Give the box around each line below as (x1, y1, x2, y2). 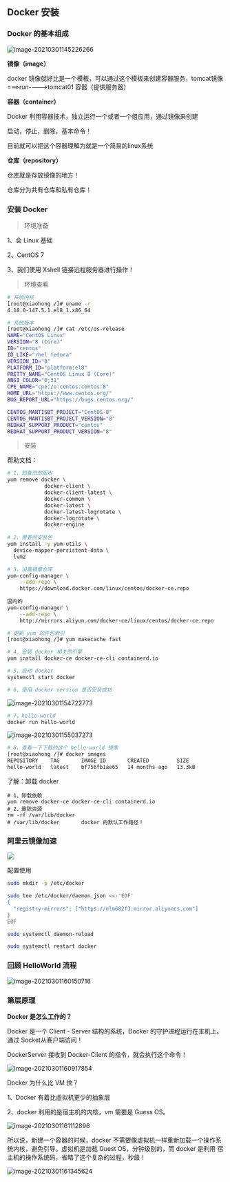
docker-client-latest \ (43, 489, 112, 496)
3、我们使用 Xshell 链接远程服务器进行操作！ (7, 265, 134, 274)
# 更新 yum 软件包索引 (7, 629, 65, 637)
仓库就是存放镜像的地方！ (7, 171, 80, 179)
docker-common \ (43, 495, 91, 502)
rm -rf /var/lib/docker (7, 811, 76, 819)
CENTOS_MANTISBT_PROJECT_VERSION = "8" (7, 415, 116, 422)
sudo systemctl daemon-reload (7, 931, 94, 937)
